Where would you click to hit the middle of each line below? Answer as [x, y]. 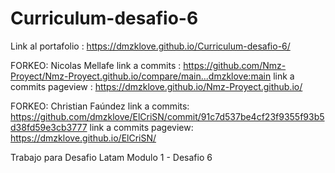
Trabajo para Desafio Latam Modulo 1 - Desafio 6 [111, 157]
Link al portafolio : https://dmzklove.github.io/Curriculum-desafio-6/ [150, 46]
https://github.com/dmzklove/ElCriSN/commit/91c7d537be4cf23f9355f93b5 [167, 116]
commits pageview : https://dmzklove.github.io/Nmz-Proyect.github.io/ [156, 86]
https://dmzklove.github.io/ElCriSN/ [83, 138]
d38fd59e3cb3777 [49, 127]
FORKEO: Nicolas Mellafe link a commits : [96, 65]
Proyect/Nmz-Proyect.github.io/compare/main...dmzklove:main [141, 76]
